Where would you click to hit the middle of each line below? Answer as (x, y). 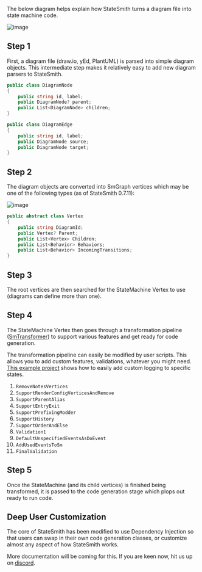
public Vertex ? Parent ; (48, 233)
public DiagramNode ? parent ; (55, 102)
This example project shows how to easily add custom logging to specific (99, 367)
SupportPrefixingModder (46, 412)
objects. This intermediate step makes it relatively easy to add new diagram (102, 67)
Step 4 (20, 315)
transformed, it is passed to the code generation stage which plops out (96, 491)
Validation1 (31, 432)
